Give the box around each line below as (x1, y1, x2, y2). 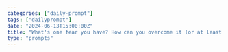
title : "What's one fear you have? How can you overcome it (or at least (7, 28, 223, 36)
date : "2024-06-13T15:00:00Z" (7, 22, 94, 29)
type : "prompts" (7, 35, 53, 42)
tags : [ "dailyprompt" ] (7, 16, 72, 23)
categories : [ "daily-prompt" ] (7, 9, 94, 17)
